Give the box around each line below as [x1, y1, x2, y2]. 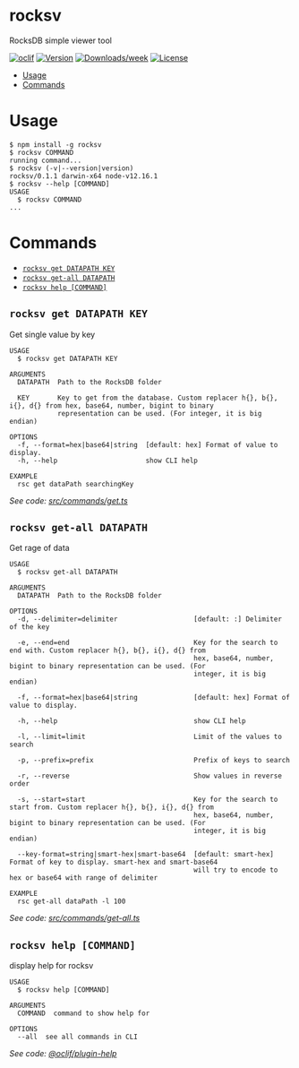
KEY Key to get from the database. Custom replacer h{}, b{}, [17, 393, 278, 402]
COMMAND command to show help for [17, 1009, 150, 1018]
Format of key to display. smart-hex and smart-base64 [9, 857, 218, 867]
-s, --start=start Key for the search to [17, 795, 278, 805]
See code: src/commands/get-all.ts [9, 913, 141, 924]
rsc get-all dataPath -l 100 [17, 897, 126, 906]
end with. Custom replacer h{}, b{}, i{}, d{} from [9, 646, 206, 655]
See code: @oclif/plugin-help [9, 1048, 117, 1059]
